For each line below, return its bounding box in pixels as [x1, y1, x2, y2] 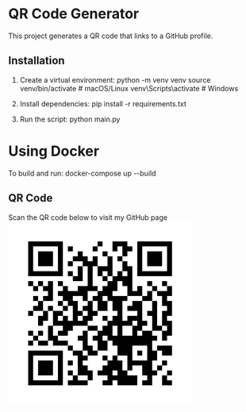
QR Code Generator [8, 5, 140, 23]
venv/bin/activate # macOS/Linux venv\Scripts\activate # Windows [19, 83, 239, 93]
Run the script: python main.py [19, 114, 121, 124]
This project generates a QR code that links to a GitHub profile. [8, 31, 213, 40]
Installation [8, 54, 65, 67]
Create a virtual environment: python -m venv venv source [19, 75, 211, 84]
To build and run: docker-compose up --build [8, 168, 156, 178]
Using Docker [8, 142, 100, 160]
